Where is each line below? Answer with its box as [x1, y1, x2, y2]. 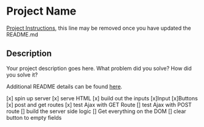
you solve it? [6, 71, 38, 78]
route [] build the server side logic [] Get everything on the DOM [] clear [6, 108, 187, 115]
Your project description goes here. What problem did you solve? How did [6, 64, 192, 72]
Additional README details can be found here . [6, 83, 123, 90]
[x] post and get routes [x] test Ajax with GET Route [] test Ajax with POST [6, 101, 192, 108]
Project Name [6, 4, 77, 18]
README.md [6, 30, 38, 38]
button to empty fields [6, 114, 62, 121]
